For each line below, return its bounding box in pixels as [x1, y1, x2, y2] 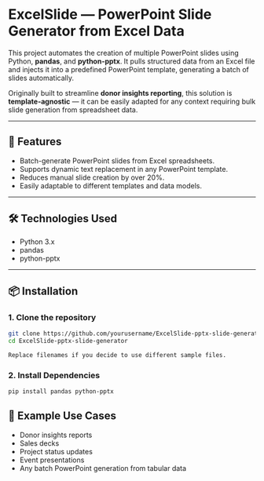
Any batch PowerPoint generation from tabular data [19, 463, 187, 472]
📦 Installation [8, 284, 79, 297]
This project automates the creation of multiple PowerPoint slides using [8, 48, 240, 57]
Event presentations [19, 455, 85, 465]
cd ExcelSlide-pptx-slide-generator [8, 337, 128, 345]
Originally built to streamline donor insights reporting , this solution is [8, 88, 233, 97]
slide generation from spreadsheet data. [8, 104, 138, 115]
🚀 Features [8, 135, 62, 148]
